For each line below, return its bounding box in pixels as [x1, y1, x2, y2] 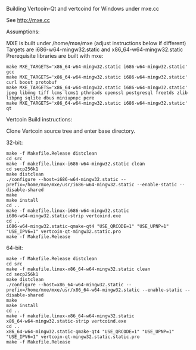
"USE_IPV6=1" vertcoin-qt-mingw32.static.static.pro [6, 334, 140, 340]
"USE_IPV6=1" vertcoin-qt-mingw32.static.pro [6, 229, 121, 235]
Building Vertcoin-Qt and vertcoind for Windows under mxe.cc [6, 5, 160, 12]
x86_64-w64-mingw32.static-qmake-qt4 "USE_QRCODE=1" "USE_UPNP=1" [6, 329, 175, 335]
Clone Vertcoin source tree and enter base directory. [6, 127, 136, 135]
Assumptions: [6, 28, 40, 35]
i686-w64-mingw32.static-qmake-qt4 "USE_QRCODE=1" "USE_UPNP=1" [6, 223, 169, 229]
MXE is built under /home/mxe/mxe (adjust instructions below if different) [6, 40, 186, 46]
